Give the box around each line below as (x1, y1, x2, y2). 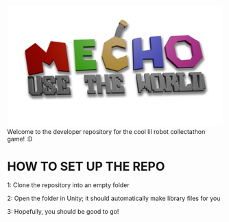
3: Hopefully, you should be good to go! (7, 208, 119, 216)
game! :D (7, 135, 33, 143)
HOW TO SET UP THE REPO (7, 158, 165, 174)
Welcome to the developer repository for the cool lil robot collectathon (7, 127, 206, 135)
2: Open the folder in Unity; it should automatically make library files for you (7, 194, 221, 203)
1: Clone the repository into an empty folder (7, 181, 130, 189)
